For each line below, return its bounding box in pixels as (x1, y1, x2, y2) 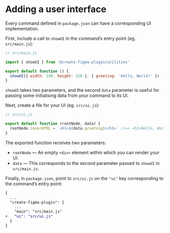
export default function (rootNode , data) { (5, 121, 101, 127)
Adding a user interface (5, 4, 107, 15)
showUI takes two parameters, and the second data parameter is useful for (5, 87, 159, 93)
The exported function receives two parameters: (5, 140, 106, 146)
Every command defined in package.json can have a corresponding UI (5, 20, 152, 26)
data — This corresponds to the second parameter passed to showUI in (12, 160, 160, 166)
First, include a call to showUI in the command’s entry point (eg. (5, 35, 136, 41)
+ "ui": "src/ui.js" (5, 214, 53, 219)
